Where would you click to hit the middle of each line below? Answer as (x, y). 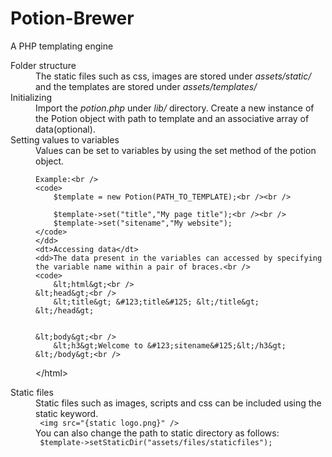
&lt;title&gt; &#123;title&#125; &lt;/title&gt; (156, 302)
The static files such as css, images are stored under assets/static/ (173, 76)
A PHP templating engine (62, 46)
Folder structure (43, 65)
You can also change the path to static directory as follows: (157, 433)
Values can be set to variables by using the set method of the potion (176, 150)
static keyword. (67, 413)
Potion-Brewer (72, 18)
